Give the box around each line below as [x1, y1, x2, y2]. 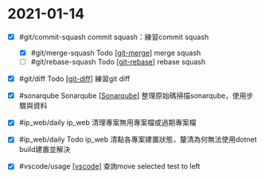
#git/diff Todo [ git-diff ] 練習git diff [18, 74, 131, 84]
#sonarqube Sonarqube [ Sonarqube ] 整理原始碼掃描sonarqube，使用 [18, 91, 247, 100]
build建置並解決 [18, 145, 71, 154]
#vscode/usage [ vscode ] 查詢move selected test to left [18, 161, 201, 171]
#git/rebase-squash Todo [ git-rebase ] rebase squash [30, 57, 206, 67]
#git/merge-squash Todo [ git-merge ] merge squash [30, 49, 201, 57]
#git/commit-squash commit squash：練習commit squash [18, 32, 209, 41]
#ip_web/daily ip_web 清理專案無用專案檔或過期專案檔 [18, 118, 197, 127]
